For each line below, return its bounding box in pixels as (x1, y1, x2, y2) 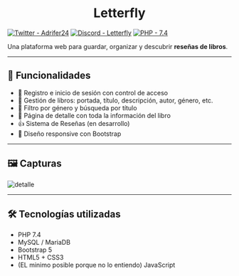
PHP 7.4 (17, 230, 41, 239)
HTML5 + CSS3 (17, 253, 64, 262)
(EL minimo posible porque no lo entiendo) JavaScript (17, 261, 176, 270)
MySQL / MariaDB (17, 238, 71, 247)
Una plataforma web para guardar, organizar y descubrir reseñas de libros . (7, 42, 228, 51)
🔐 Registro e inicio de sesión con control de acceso (17, 88, 169, 97)
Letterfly (93, 5, 146, 21)
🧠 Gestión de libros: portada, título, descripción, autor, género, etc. (17, 96, 213, 105)
